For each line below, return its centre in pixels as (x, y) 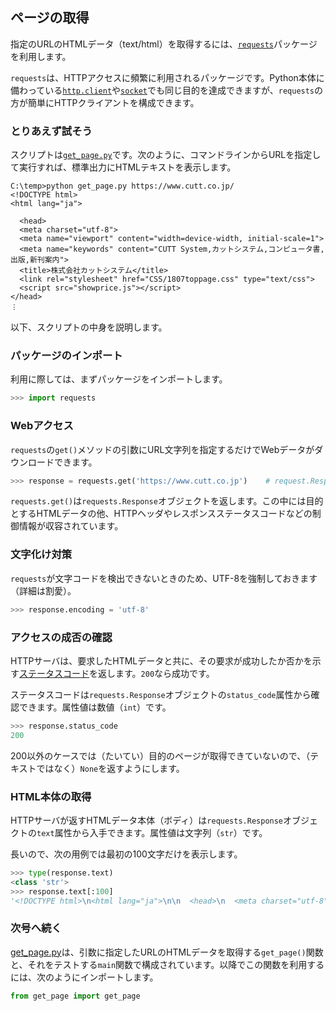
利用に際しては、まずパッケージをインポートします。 (119, 379)
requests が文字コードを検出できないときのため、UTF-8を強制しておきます (164, 578)
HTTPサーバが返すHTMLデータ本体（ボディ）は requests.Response (147, 820)
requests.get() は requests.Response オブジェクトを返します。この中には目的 (167, 501)
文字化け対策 (41, 555)
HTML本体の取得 (51, 796)
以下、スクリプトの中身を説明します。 (89, 327)
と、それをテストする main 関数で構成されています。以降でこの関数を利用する (167, 964)
